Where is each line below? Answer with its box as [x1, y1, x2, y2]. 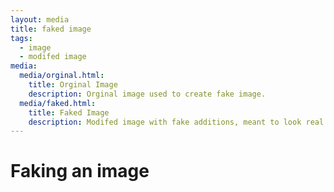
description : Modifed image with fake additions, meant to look [28, 117, 302, 127]
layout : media [10, 14, 70, 25]
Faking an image [10, 160, 150, 183]
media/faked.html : [19, 98, 97, 108]
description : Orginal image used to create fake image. [28, 89, 267, 99]
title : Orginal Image [28, 80, 118, 90]
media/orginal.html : [19, 71, 105, 81]
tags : [10, 33, 33, 43]
